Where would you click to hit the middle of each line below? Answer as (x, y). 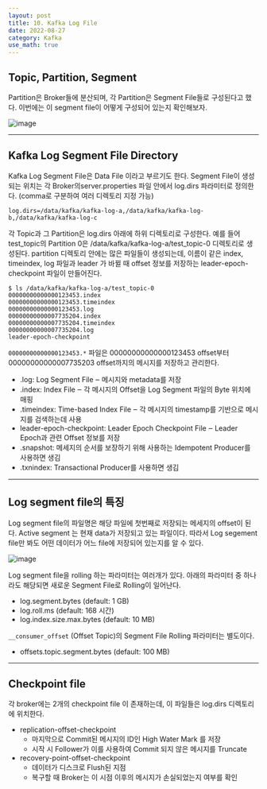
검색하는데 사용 (58, 419)
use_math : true (33, 45)
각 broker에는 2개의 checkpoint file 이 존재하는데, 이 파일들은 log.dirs (118, 704)
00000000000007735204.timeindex (62, 323)
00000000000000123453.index (55, 295)
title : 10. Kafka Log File (53, 23)
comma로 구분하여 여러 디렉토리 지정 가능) (87, 195)
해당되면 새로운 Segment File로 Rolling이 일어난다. (102, 585)
